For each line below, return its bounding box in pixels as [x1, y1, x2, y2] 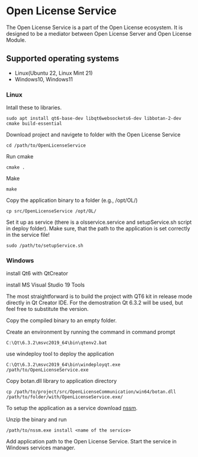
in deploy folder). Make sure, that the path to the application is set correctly [6, 225, 191, 232]
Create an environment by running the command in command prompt [6, 328, 175, 336]
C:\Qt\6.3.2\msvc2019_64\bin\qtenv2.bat [6, 340, 108, 346]
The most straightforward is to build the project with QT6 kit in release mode [6, 293, 193, 300]
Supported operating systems [6, 53, 120, 64]
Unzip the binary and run [6, 416, 67, 423]
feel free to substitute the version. [6, 306, 89, 313]
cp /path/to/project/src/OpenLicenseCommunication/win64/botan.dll [6, 389, 177, 395]
